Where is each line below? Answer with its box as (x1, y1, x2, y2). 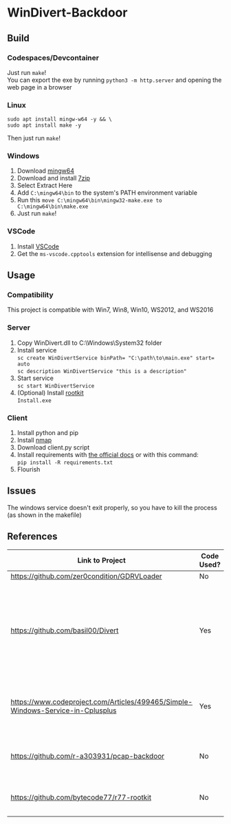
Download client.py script (16, 443, 90, 452)
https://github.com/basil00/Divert (10, 625, 119, 635)
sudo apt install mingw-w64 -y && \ (7, 116, 112, 123)
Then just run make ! (7, 134, 60, 142)
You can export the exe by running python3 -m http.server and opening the (7, 76, 222, 84)
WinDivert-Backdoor (7, 5, 128, 21)
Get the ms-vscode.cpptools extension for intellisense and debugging (16, 249, 212, 257)
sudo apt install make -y (7, 122, 81, 129)
